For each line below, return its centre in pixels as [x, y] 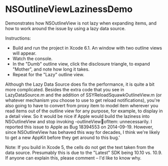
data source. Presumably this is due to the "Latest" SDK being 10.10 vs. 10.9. [84, 152]
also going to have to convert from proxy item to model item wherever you [82, 105]
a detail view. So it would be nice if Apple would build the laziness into [77, 116]
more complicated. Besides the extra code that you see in [65, 89]
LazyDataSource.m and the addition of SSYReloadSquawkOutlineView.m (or [83, 95]
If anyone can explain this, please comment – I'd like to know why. [73, 158]
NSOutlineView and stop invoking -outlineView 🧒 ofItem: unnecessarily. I [78, 121]
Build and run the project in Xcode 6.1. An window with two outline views [87, 48]
